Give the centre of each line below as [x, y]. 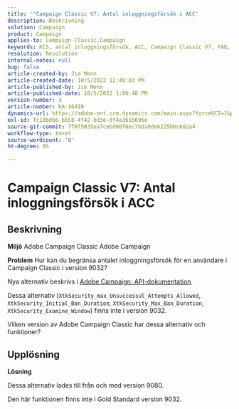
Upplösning [34, 354]
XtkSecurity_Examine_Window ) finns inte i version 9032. [87, 311]
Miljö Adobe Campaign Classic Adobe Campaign [79, 247]
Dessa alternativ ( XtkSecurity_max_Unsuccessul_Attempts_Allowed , [104, 296]
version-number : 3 [34, 100]
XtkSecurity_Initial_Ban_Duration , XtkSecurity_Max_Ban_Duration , [106, 303]
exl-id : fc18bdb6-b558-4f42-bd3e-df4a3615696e [78, 120]
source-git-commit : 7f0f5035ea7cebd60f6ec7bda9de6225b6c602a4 [101, 126]
